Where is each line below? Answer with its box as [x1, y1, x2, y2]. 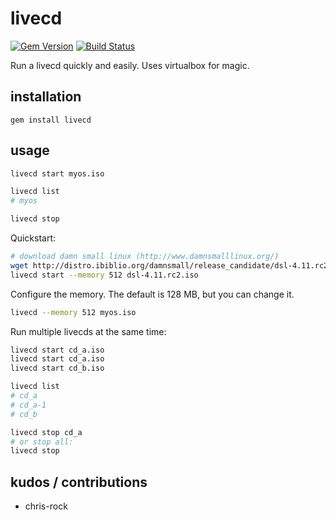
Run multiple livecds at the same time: [10, 325, 167, 337]
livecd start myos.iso [10, 168, 105, 179]
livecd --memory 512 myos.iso [10, 307, 137, 317]
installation [10, 88, 82, 106]
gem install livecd [10, 115, 92, 125]
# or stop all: [10, 437, 74, 447]
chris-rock [24, 500, 68, 512]
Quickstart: [10, 232, 57, 244]
